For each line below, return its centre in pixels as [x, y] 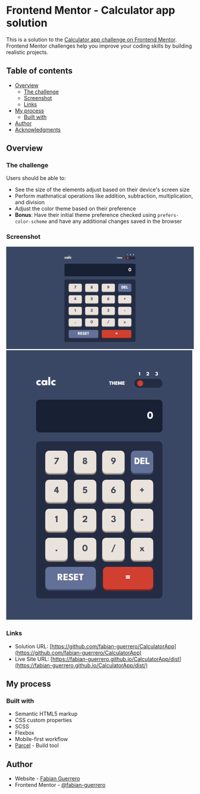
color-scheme [31, 222]
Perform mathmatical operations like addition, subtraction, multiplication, [104, 196]
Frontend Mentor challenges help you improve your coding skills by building [99, 46]
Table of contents [39, 71]
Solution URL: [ [33, 646]
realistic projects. [27, 52]
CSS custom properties [43, 720]
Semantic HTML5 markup [46, 714]
